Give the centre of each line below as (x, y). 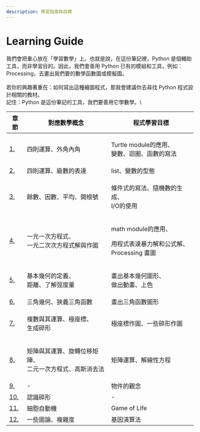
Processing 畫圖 (134, 253)
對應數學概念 (66, 123)
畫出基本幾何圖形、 (138, 276)
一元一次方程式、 (51, 236)
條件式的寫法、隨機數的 (144, 188)
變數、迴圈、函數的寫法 (144, 154)
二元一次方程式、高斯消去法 (65, 369)
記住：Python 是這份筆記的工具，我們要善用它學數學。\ (74, 102)
